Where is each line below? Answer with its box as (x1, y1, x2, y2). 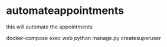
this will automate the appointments (6, 23, 93, 30)
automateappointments (6, 4, 124, 17)
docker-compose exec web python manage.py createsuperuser (6, 34, 161, 41)
